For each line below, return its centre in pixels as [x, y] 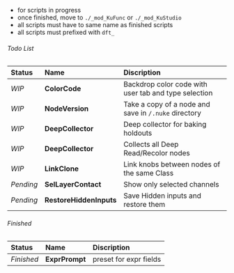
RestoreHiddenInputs [80, 200]
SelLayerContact [73, 185]
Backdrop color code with [165, 84]
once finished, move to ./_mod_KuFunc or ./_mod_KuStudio [100, 17]
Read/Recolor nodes [156, 153]
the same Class [148, 173]
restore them [144, 205]
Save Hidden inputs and [162, 196]
